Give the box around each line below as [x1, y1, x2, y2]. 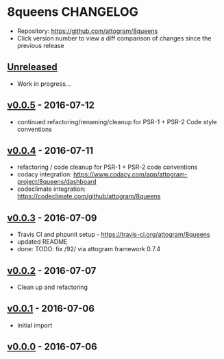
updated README [16, 238, 68, 246]
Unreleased [7, 61, 58, 73]
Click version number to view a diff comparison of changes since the [16, 34, 212, 42]
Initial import [16, 321, 53, 329]
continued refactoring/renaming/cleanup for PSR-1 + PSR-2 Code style [16, 117, 217, 126]
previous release [16, 41, 64, 49]
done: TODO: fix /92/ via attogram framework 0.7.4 [16, 245, 161, 253]
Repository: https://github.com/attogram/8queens [16, 27, 158, 35]
